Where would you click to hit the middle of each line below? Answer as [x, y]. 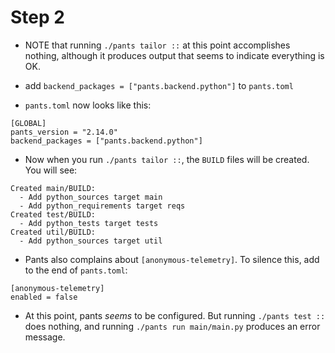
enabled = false [44, 297]
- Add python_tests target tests [89, 223]
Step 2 [37, 17]
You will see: [51, 170]
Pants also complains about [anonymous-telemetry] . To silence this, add [172, 259]
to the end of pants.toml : [76, 270]
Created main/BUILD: [53, 188]
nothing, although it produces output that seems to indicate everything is [174, 55]
